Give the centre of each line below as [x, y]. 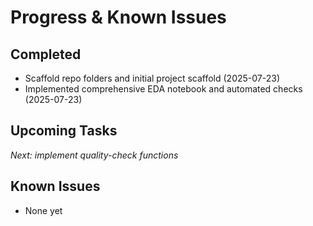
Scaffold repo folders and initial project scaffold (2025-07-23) [152, 78]
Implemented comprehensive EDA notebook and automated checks [163, 89]
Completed [46, 54]
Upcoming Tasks [64, 131]
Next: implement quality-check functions [94, 155]
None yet [43, 210]
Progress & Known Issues [118, 17]
